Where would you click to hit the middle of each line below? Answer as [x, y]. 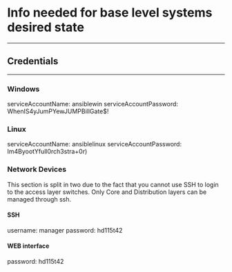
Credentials [33, 61]
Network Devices [37, 169]
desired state [46, 27]
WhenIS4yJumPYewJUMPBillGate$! [58, 111]
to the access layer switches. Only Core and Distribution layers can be [107, 192]
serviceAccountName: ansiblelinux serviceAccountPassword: [94, 144]
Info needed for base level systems [110, 13]
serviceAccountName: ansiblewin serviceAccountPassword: [93, 104]
